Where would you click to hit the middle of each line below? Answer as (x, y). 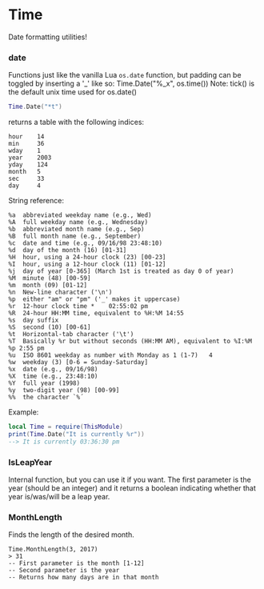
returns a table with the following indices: (76, 122)
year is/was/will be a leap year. (59, 497)
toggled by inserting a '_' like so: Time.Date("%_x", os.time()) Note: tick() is (131, 84)
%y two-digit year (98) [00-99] (64, 391)
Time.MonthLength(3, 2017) (53, 550)
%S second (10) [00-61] (50, 327)
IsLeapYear (30, 462)
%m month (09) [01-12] (48, 286)
